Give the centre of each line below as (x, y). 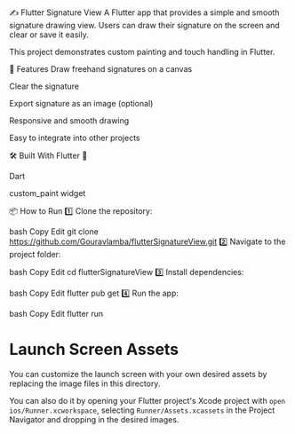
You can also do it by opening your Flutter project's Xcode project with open (147, 400)
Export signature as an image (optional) (81, 103)
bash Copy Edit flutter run (56, 314)
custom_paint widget (48, 193)
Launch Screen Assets (94, 350)
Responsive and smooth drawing (69, 121)
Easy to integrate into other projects (75, 138)
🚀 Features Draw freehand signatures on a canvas (101, 69)
